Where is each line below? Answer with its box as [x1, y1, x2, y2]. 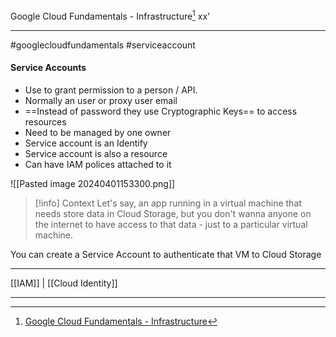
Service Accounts [10, 62, 87, 74]
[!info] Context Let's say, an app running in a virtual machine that [34, 197, 302, 209]
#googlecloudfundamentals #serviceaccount [10, 39, 196, 51]
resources [24, 115, 67, 128]
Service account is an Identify [24, 137, 148, 149]
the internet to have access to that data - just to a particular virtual [34, 218, 308, 230]
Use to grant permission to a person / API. [24, 84, 198, 96]
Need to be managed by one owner [24, 126, 172, 138]
